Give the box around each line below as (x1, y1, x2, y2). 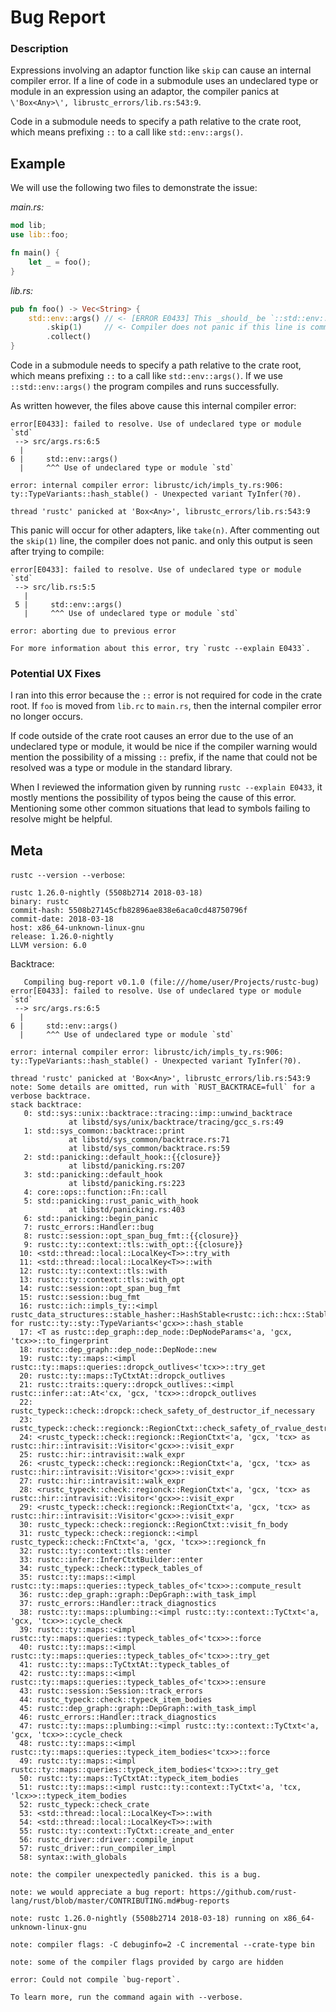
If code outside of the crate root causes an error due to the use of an (10, 730, 294, 742)
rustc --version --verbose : (10, 869, 126, 881)
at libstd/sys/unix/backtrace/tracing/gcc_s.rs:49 (68, 1117, 284, 1128)
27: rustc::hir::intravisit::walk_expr (19, 1476, 186, 1486)
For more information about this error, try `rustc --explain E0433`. (10, 644, 311, 654)
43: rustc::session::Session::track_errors (19, 1686, 203, 1696)
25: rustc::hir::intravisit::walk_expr (19, 1450, 186, 1460)
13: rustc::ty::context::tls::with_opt (19, 1275, 186, 1285)
